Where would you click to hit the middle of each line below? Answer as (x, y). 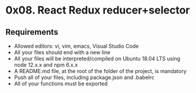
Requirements (32, 32)
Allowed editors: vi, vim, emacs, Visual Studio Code (76, 46)
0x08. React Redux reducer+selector (98, 10)
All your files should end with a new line (62, 52)
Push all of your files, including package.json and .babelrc (84, 77)
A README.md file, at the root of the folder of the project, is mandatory (100, 71)
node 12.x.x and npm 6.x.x (46, 65)
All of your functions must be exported (61, 84)
